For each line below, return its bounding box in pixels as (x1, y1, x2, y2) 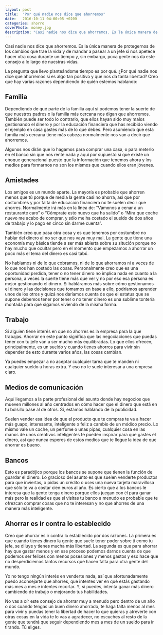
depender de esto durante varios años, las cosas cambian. (5, 349, 123, 355)
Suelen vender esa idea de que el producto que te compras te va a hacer (5, 416, 151, 422)
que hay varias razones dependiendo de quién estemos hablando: (5, 79, 138, 85)
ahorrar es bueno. (5, 442, 41, 448)
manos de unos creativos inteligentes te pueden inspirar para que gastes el (5, 432, 156, 438)
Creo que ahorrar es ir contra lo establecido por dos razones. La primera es (5, 532, 157, 538)
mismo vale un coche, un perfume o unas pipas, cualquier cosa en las (5, 426, 145, 432)
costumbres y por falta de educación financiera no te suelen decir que (5, 199, 146, 205)
